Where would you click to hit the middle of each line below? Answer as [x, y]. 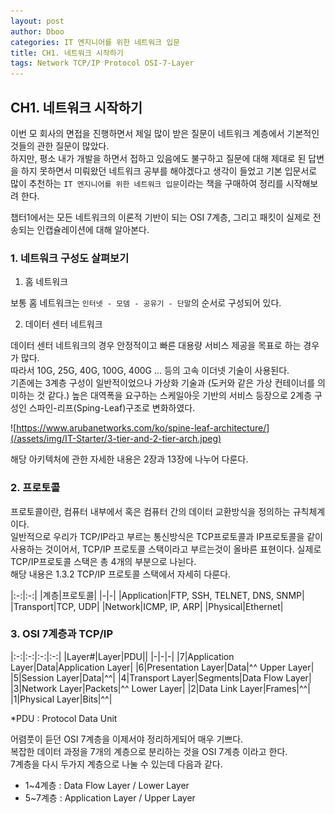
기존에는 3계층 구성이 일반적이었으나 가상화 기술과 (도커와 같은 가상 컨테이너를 [163, 383]
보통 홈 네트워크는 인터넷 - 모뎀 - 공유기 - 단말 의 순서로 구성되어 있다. [146, 303]
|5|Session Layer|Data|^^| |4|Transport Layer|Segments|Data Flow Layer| [161, 677]
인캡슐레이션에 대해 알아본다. [93, 229]
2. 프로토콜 [35, 488]
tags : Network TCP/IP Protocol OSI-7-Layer [102, 63]
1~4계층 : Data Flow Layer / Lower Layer [107, 785]
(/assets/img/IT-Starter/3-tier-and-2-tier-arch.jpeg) [116, 439]
